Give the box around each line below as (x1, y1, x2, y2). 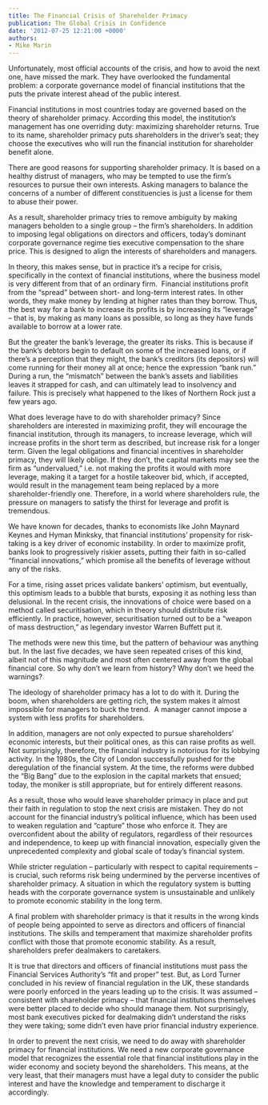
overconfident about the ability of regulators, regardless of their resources (8, 829, 254, 839)
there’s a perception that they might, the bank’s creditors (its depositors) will (8, 354, 259, 364)
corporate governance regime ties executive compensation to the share (8, 238, 245, 248)
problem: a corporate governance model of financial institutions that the (8, 81, 246, 91)
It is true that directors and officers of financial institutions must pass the (8, 961, 248, 971)
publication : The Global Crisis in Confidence (8, 19, 166, 27)
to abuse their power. (8, 197, 78, 207)
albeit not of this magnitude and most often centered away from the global (8, 655, 254, 665)
